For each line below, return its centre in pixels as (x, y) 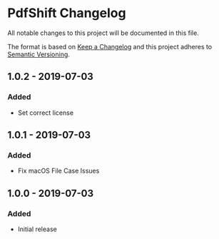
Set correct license (45, 113)
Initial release (37, 229)
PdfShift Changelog (67, 13)
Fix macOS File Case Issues (58, 171)
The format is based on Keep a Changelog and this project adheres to (110, 46)
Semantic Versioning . (39, 54)
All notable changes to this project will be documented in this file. (103, 33)
